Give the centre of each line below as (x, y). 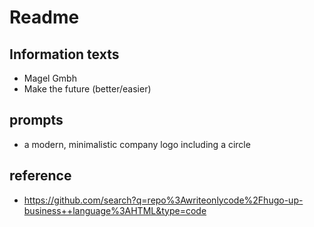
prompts (36, 120)
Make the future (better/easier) (87, 89)
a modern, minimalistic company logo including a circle (137, 144)
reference (40, 176)
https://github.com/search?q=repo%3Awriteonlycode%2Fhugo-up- (163, 200)
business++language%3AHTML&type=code (115, 210)
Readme (44, 17)
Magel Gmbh (50, 78)
